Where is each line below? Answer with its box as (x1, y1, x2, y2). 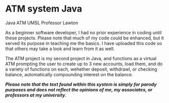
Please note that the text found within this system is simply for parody (5, 81, 157, 87)
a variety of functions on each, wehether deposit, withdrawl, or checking (5, 66, 157, 72)
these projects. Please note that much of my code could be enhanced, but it (5, 35, 164, 41)
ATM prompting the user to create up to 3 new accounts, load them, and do (5, 61, 163, 67)
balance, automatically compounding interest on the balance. (5, 71, 133, 77)
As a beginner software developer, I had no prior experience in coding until (5, 29, 162, 35)
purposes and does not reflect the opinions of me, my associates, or (5, 86, 153, 92)
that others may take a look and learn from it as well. (5, 45, 115, 51)
